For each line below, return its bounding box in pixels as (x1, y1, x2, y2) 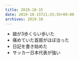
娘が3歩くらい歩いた (12, 31, 55, 37)
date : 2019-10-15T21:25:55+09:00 (5, 12, 75, 17)
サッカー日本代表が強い (12, 49, 61, 55)
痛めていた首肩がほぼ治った (12, 37, 70, 43)
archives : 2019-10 (5, 16, 43, 21)
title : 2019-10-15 (5, 7, 43, 12)
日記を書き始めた (12, 43, 48, 49)
